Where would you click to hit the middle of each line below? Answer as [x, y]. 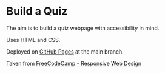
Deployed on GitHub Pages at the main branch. [65, 51]
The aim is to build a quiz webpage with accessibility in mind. [83, 28]
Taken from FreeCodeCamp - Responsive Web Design [74, 63]
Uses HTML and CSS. [33, 40]
